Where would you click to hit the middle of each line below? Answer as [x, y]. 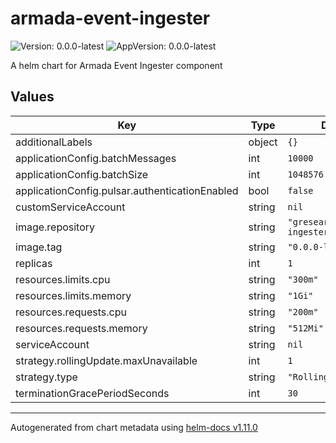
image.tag [39, 247]
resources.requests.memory [81, 328]
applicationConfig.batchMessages [96, 158]
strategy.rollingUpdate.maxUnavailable [106, 360]
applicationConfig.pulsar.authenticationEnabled [127, 190]
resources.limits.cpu [63, 279]
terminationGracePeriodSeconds [92, 393]
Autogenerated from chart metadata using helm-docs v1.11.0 [134, 427]
